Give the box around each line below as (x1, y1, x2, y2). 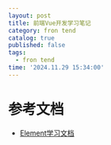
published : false (8, 41, 66, 49)
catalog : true (8, 33, 55, 42)
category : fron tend (8, 26, 77, 34)
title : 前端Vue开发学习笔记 (8, 19, 91, 27)
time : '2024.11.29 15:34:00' (8, 64, 105, 72)
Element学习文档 (19, 128, 75, 138)
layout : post (8, 11, 52, 20)
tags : (8, 49, 26, 57)
